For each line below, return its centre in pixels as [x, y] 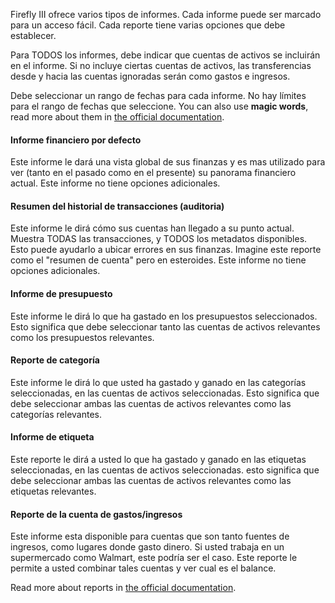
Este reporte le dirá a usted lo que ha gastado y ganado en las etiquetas [158, 460]
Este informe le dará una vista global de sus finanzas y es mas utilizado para [168, 162]
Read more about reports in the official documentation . [123, 588]
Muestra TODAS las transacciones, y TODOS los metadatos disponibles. [159, 239]
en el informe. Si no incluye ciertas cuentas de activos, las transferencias [161, 65]
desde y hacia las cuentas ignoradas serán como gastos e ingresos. [150, 76]
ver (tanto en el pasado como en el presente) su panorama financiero [153, 173]
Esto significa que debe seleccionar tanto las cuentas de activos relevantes [165, 326]
